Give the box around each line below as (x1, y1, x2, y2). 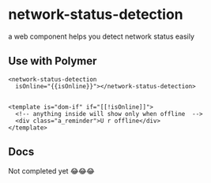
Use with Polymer (8, 54, 97, 68)
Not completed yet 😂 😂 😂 (8, 166, 95, 175)
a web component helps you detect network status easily (8, 32, 195, 41)
